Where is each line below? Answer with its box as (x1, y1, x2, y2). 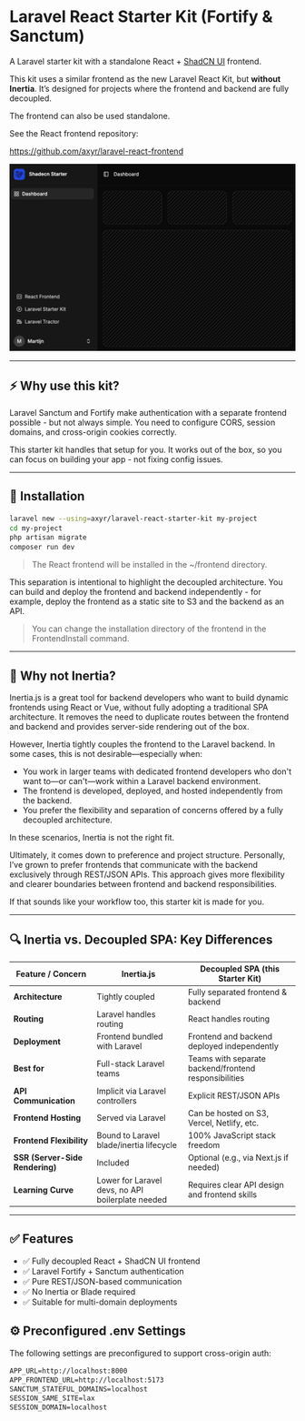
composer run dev (9, 543, 75, 552)
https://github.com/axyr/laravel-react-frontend (9, 146, 184, 156)
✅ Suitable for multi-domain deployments (22, 1296, 178, 1307)
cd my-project (9, 523, 64, 533)
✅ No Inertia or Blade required (22, 1285, 136, 1297)
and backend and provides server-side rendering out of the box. (9, 721, 250, 731)
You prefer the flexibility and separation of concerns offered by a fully (22, 804, 284, 815)
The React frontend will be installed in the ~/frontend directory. (31, 559, 268, 570)
